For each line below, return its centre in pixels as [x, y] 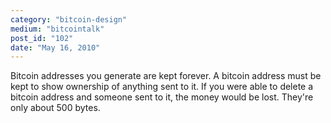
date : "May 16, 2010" [55, 47]
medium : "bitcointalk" [57, 29]
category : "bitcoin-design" [69, 19]
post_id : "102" [42, 38]
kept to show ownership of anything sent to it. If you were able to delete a [162, 87]
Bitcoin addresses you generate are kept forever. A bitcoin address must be [166, 76]
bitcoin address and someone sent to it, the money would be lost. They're [162, 97]
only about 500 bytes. [55, 108]
